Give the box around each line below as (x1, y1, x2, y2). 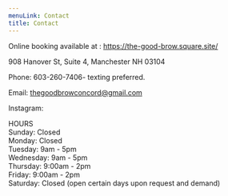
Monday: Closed (8, 135, 62, 145)
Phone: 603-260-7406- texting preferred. (8, 72, 146, 82)
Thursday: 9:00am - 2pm (8, 161, 91, 170)
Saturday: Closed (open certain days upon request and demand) (8, 178, 221, 188)
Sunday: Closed (8, 127, 61, 137)
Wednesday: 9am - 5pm (8, 153, 88, 162)
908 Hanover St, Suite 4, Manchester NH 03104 (8, 57, 166, 66)
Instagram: (8, 103, 44, 113)
